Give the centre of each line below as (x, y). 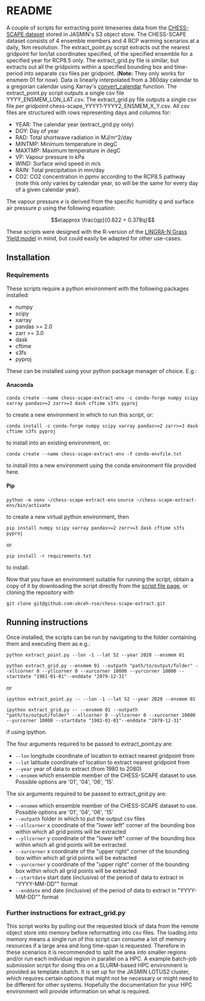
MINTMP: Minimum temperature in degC (66, 144)
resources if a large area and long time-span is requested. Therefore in (96, 946)
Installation (28, 257)
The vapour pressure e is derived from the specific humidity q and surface (100, 201)
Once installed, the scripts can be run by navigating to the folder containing (102, 637)
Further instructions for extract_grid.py (66, 913)
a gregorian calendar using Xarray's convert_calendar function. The (92, 86)
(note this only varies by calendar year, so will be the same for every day (107, 183)
